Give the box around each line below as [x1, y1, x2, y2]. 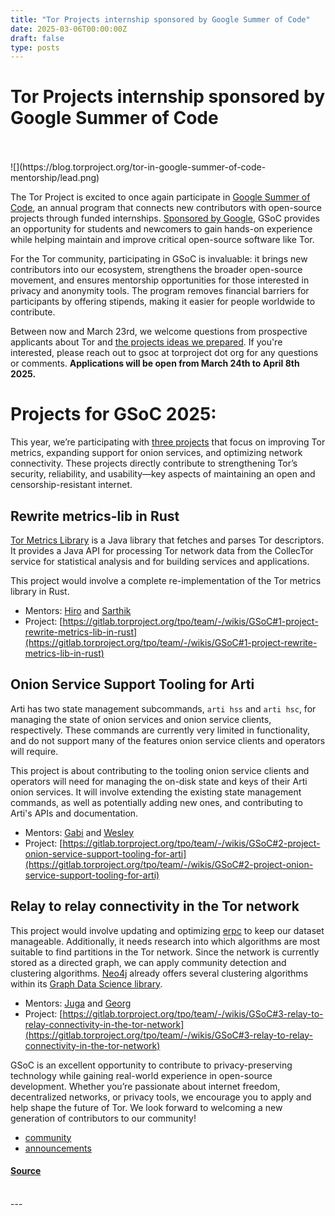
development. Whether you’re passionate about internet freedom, [10, 1080, 281, 1092]
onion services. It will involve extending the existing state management [10, 786, 302, 798]
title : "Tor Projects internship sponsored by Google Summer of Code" [10, 14, 311, 25]
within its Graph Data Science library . [10, 977, 163, 990]
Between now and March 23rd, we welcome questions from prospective [10, 326, 308, 338]
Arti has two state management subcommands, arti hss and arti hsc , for [10, 702, 317, 715]
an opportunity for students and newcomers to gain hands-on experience [10, 223, 313, 235]
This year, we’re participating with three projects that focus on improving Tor [10, 436, 326, 448]
